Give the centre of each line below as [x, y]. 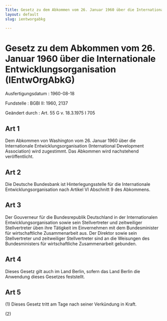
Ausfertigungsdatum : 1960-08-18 [40, 94]
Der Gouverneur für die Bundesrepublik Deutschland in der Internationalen [82, 217]
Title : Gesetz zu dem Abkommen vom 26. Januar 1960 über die [70, 10]
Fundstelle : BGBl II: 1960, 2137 [37, 103]
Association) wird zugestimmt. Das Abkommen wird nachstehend [72, 151]
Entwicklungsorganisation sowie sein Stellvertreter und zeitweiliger [74, 222]
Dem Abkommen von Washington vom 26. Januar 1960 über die [71, 141]
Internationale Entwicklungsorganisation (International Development [75, 146]
